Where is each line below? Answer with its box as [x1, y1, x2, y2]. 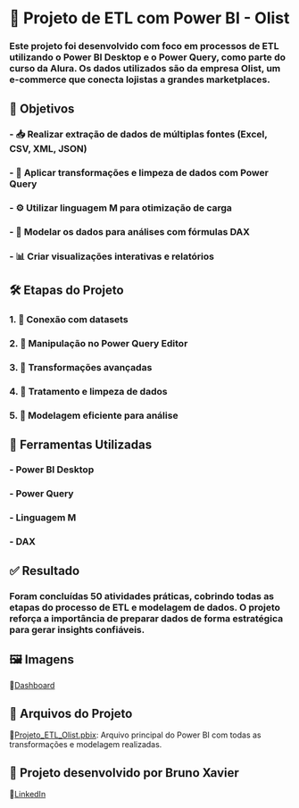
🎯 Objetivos [9, 101, 75, 116]
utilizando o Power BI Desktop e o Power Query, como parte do [9, 51, 287, 63]
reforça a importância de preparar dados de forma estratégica [9, 612, 284, 624]
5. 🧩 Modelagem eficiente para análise [9, 410, 179, 422]
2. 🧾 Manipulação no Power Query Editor [9, 337, 188, 350]
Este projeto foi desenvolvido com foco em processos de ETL [9, 40, 279, 53]
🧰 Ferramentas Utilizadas [9, 437, 153, 452]
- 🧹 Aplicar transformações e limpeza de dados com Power [9, 167, 270, 179]
